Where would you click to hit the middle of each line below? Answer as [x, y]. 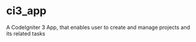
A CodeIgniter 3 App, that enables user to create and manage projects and [98, 27]
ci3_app [26, 11]
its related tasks [26, 33]
